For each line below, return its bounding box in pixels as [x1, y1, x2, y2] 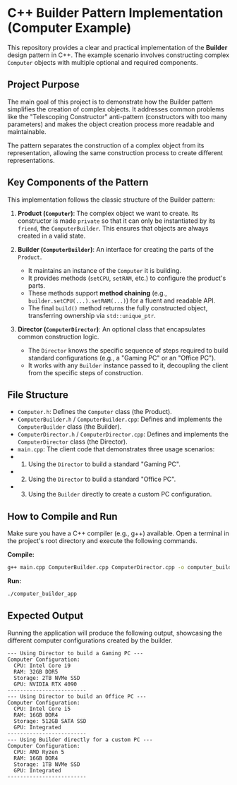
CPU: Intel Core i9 [13, 662, 71, 669]
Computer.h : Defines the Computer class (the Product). [17, 408, 173, 416]
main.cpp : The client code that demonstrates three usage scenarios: [17, 445, 215, 454]
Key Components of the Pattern [7, 176, 149, 188]
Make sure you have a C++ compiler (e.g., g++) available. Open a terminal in [7, 529, 229, 537]
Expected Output [7, 610, 84, 622]
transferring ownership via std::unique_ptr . [28, 311, 157, 320]
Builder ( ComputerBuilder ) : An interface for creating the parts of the [17, 245, 214, 253]
